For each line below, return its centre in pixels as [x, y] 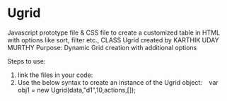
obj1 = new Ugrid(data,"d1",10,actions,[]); [77, 90]
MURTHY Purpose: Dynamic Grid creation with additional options [102, 47]
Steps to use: [27, 61]
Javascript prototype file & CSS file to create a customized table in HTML [114, 32]
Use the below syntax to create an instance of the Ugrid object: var [118, 82]
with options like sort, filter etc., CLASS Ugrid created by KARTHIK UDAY [113, 40]
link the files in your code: [55, 75]
